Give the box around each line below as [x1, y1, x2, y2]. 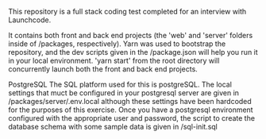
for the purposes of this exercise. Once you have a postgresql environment [8, 105, 253, 114]
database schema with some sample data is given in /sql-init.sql [8, 122, 218, 131]
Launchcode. [8, 15, 52, 25]
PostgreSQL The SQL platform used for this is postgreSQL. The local [8, 79, 233, 89]
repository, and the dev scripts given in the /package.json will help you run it [8, 48, 258, 56]
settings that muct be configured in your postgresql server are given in [8, 88, 240, 98]
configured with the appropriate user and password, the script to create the [8, 114, 256, 122]
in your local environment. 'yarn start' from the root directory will [8, 56, 220, 65]
